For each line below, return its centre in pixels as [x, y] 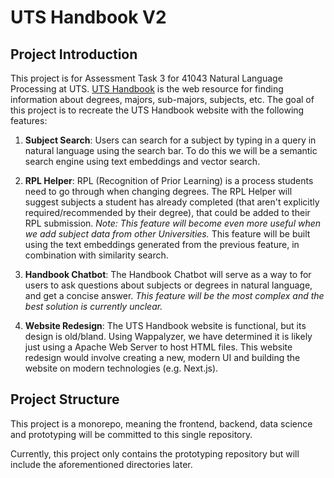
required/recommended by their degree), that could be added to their [167, 212]
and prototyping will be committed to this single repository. [131, 434]
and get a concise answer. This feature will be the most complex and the [174, 295]
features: [29, 120]
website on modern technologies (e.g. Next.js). [121, 368]
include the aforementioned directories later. [101, 464]
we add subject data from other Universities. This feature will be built [167, 234]
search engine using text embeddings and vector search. [142, 161]
